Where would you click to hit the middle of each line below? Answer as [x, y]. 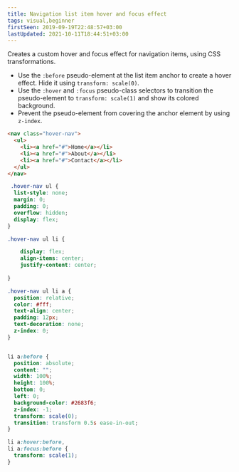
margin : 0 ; [30, 200]
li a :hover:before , [36, 442]
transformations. [32, 62]
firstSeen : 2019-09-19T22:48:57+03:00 [65, 27]
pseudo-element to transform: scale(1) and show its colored [108, 98]
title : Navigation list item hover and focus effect [87, 14]
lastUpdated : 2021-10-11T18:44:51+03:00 [68, 34]
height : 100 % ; [34, 383]
